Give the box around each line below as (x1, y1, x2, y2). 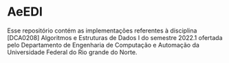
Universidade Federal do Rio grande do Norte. (7, 48, 138, 56)
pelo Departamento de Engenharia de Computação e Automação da (7, 41, 199, 49)
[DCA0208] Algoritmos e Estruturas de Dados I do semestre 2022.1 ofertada (7, 33, 223, 41)
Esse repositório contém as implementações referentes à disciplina (7, 26, 197, 35)
